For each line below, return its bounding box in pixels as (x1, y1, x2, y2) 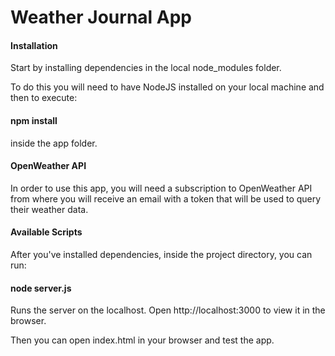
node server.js (10, 282, 72, 294)
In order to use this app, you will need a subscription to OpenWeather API (10, 182, 313, 194)
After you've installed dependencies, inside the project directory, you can (10, 249, 313, 260)
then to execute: (10, 92, 78, 104)
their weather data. (10, 203, 89, 215)
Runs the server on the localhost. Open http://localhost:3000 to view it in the (10, 304, 326, 316)
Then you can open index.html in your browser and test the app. (10, 334, 275, 346)
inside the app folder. (10, 137, 98, 149)
